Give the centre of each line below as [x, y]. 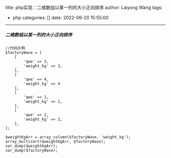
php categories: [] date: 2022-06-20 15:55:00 [61, 18]
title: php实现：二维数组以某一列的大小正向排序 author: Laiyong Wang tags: [84, 7]
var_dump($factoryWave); [32, 150]
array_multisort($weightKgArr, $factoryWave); [55, 141]
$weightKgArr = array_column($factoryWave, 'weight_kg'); [68, 137]
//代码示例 [15, 48]
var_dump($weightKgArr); [32, 146]
